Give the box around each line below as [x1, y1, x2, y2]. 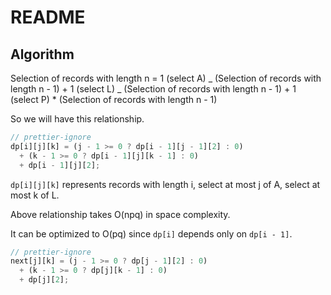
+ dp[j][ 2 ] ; [19, 275, 70, 285]
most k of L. [10, 189, 60, 201]
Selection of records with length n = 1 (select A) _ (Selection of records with [10, 72, 322, 84]
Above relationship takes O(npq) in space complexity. [10, 208, 231, 220]
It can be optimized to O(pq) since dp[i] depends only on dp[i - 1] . [10, 227, 293, 240]
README [10, 6, 86, 29]
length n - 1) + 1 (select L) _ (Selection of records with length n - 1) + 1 [10, 83, 297, 95]
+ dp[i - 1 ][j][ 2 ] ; [19, 160, 101, 170]
